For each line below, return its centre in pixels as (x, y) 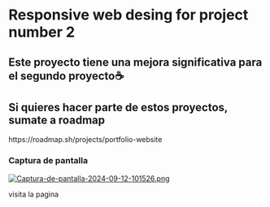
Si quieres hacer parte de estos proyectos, (118, 107)
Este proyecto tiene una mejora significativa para (135, 62)
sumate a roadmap (57, 120)
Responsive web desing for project (128, 15)
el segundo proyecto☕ (66, 76)
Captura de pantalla (48, 161)
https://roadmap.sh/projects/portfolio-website (85, 140)
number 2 (42, 32)
